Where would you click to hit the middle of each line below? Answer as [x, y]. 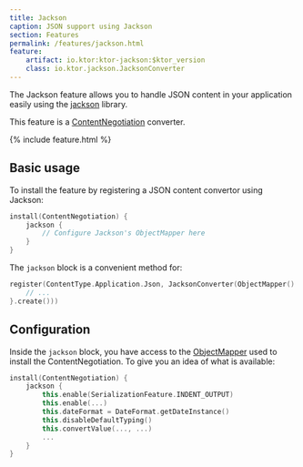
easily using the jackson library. [69, 104]
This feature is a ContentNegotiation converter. [97, 122]
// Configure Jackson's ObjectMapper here [124, 233]
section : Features [44, 35]
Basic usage [45, 168]
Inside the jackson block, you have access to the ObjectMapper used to [143, 351]
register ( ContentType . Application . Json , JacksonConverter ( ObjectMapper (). [154, 284]
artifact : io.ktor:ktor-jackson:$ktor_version [116, 60]
